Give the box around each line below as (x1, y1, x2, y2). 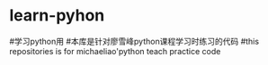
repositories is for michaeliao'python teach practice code (9, 45, 221, 56)
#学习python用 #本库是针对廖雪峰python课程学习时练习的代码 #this (9, 36, 259, 46)
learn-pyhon (9, 5, 105, 26)
